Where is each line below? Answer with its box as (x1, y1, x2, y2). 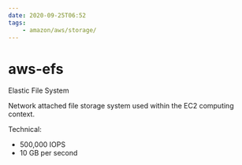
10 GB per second (19, 148, 78, 158)
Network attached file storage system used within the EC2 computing (8, 101, 234, 111)
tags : (8, 19, 26, 27)
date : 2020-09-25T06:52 (8, 11, 87, 20)
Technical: (8, 125, 42, 134)
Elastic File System (8, 86, 69, 95)
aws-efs (8, 60, 64, 78)
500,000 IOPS (19, 140, 65, 149)
